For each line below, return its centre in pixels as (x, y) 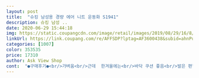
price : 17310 (22, 55)
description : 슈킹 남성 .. (37, 22)
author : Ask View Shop (34, 60)
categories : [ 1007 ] (30, 45)
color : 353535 (24, 50)
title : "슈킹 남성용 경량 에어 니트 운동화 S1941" (62, 17)
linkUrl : (17, 39)
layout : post (22, 11)
